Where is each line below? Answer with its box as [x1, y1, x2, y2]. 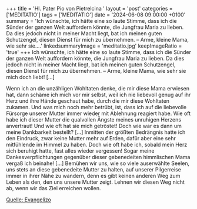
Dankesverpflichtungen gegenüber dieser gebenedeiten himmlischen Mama [6, 154, 191, 160]
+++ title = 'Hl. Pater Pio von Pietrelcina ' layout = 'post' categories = [6, 5, 173, 12]
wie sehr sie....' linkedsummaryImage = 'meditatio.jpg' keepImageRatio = [6, 42, 182, 49]
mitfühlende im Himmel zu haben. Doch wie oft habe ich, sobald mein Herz [6, 141, 188, 148]
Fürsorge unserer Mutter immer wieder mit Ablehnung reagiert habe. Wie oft [6, 110, 191, 117]
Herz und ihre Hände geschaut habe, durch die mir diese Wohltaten [6, 97, 169, 105]
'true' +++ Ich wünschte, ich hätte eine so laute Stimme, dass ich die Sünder [6, 49, 191, 55]
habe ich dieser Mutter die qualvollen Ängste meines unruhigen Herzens [6, 116, 181, 123]
